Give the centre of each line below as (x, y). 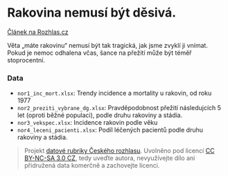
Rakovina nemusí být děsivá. (92, 13)
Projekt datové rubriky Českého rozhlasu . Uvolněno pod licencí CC (119, 151)
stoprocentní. (26, 60)
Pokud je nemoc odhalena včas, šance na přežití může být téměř (99, 53)
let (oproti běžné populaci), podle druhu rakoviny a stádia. (100, 115)
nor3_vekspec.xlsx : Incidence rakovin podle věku (87, 123)
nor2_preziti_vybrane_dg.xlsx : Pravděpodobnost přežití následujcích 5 (119, 108)
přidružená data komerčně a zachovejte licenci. (92, 166)
